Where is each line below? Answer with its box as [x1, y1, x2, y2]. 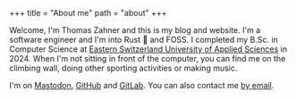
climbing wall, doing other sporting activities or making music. [9, 62, 238, 73]
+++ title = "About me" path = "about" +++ [9, 8, 167, 18]
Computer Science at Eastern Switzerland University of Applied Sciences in [9, 44, 288, 54]
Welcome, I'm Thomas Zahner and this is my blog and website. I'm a [9, 25, 261, 35]
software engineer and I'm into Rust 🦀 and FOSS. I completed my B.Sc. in [9, 35, 279, 45]
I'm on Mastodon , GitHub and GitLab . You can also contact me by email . [9, 80, 275, 90]
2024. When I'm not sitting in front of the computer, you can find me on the [9, 54, 286, 63]
